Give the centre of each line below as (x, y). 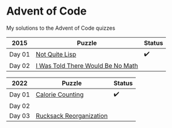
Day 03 (20, 115)
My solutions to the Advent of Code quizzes (61, 28)
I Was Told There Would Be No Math (87, 66)
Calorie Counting (60, 95)
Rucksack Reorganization (72, 115)
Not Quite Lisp (56, 55)
